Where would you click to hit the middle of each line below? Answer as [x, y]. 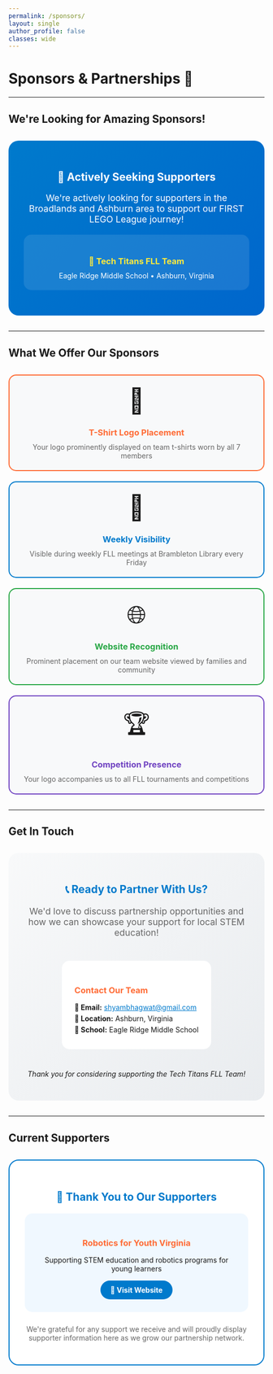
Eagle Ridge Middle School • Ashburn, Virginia [136, 276]
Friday [136, 562]
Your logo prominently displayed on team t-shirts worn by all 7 [136, 447]
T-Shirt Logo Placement [136, 432]
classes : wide [32, 39]
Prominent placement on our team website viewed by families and [136, 661]
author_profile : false [47, 31]
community [136, 670]
